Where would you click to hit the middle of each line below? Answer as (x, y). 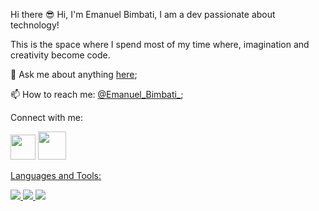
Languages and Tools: (56, 175)
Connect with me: (46, 117)
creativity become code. (60, 55)
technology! (35, 25)
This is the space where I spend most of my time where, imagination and (160, 44)
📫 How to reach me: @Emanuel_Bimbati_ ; (97, 94)
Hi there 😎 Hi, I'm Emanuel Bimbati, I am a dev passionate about (143, 14)
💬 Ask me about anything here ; (74, 74)
